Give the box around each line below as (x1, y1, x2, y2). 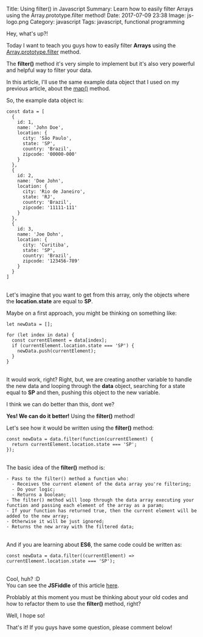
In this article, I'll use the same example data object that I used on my (6, 79, 179, 85)
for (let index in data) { (6, 332, 75, 338)
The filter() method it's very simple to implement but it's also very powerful (6, 60, 195, 67)
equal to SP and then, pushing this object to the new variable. (6, 389, 160, 396)
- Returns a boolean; (12, 492, 67, 498)
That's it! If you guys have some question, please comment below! (6, 624, 173, 631)
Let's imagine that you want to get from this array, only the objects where (6, 291, 190, 298)
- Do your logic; (12, 486, 56, 492)
